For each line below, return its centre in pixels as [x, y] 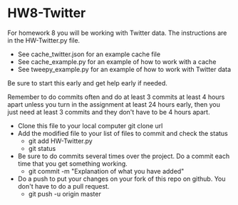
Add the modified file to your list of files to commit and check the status [123, 133]
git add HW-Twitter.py [60, 141]
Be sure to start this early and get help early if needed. [87, 83]
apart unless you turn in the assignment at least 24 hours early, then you [114, 104]
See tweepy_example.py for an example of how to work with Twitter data [124, 69]
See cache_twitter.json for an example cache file [89, 54]
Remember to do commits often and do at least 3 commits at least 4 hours [116, 97]
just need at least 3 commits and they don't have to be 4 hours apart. [109, 112]
